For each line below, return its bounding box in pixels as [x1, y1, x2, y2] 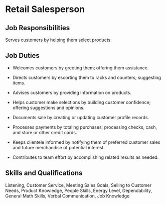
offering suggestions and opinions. [12, 105, 85, 111]
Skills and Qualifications [5, 169, 83, 177]
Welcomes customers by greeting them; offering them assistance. [12, 64, 149, 71]
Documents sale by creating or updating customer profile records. [12, 114, 149, 120]
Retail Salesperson [5, 4, 85, 15]
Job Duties [5, 51, 40, 60]
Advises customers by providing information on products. [12, 89, 131, 95]
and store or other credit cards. [12, 129, 77, 135]
